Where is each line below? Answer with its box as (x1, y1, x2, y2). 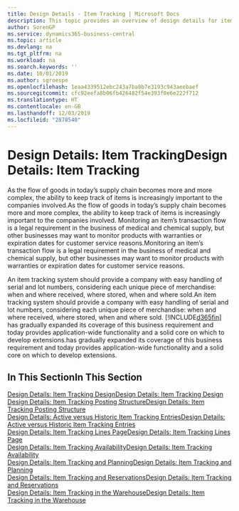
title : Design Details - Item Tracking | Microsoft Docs (7, 10, 180, 18)
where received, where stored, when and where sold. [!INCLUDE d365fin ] (7, 312, 222, 321)
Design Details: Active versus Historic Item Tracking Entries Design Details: (7, 413, 225, 421)
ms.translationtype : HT (7, 97, 78, 104)
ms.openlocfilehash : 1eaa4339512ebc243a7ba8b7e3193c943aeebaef (7, 83, 199, 90)
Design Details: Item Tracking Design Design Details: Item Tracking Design (7, 390, 224, 399)
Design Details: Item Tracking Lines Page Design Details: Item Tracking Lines (7, 428, 231, 436)
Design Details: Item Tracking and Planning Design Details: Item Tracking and (7, 458, 232, 467)
